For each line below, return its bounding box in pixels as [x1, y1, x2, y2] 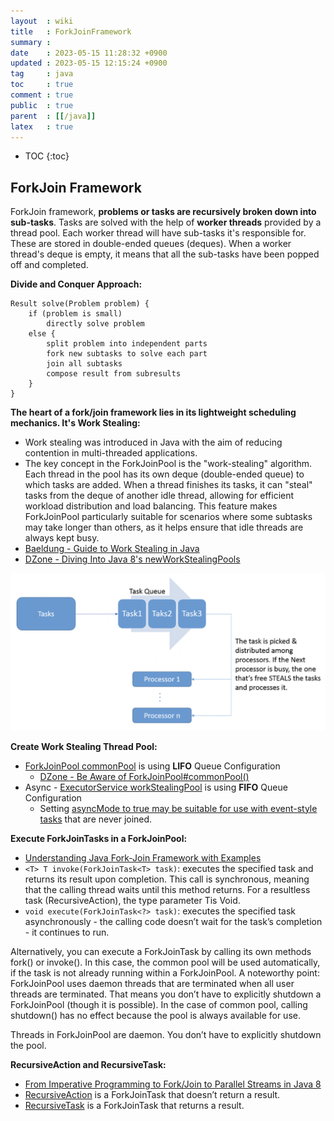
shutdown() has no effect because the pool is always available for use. [10, 1009, 301, 1021]
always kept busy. [24, 532, 100, 544]
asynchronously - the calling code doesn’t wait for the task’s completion [24, 915, 323, 927]
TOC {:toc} [24, 150, 70, 162]
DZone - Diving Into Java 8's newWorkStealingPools [24, 553, 241, 565]
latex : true [10, 121, 74, 132]
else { [28, 329, 56, 339]
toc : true [10, 80, 74, 90]
